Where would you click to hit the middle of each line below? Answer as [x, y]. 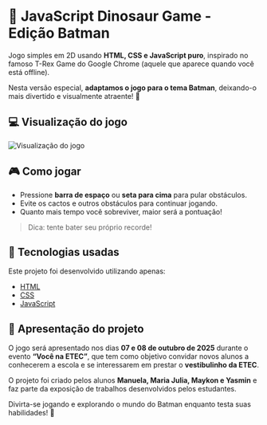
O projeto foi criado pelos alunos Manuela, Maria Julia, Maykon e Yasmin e [133, 380]
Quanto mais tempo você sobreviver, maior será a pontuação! [121, 211]
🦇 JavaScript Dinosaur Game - [110, 16]
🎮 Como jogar [45, 172]
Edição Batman [59, 33]
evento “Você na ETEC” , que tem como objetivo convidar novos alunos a [129, 356]
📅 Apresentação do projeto [76, 329]
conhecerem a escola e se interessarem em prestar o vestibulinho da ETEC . [134, 365]
